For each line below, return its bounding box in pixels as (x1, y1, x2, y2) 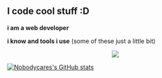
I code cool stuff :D (7, 5, 90, 17)
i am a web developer (7, 23, 69, 31)
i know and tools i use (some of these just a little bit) (7, 37, 156, 45)
